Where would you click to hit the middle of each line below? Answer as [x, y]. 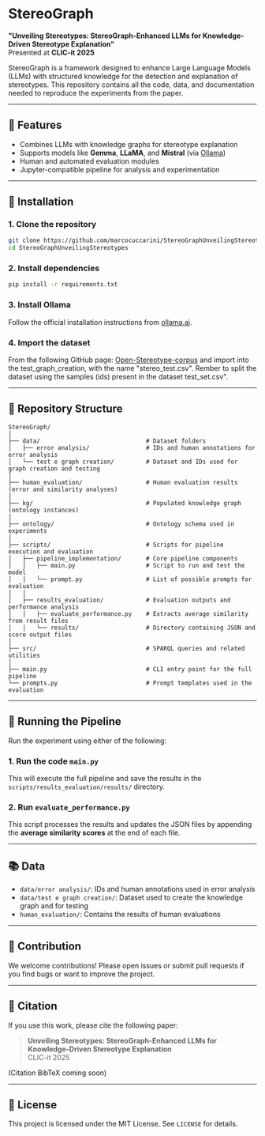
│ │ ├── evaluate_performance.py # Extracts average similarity [128, 613]
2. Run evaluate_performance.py [69, 807]
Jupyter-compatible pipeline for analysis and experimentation [119, 169]
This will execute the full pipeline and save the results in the [105, 778]
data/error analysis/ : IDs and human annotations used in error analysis [137, 889]
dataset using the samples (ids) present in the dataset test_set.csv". [118, 376]
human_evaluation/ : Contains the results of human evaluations [120, 914]
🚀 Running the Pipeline [65, 721]
